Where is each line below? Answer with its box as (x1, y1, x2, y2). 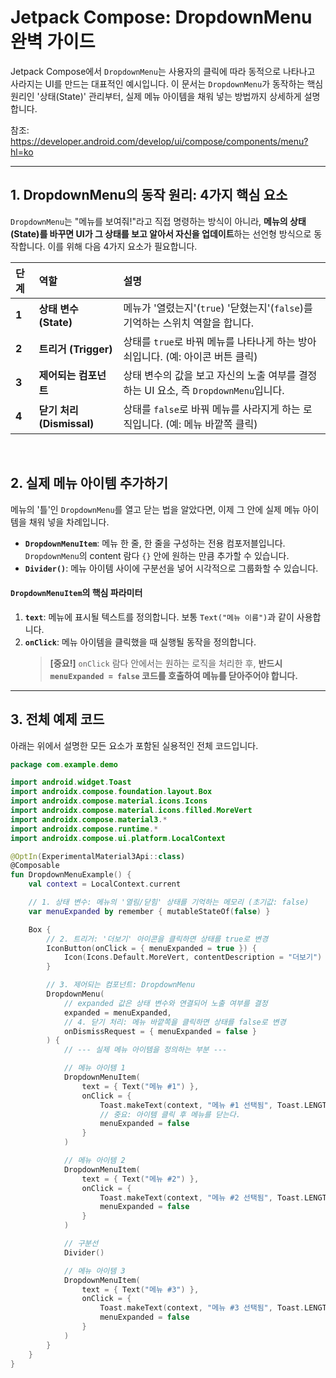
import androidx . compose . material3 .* (10, 814, 168, 825)
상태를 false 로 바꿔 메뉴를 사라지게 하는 (123, 402, 301, 416)
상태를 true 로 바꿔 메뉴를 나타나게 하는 (123, 334, 296, 348)
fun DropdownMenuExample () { (10, 870, 132, 880)
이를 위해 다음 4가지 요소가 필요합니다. (47, 240, 198, 252)
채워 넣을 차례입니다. (28, 516, 110, 528)
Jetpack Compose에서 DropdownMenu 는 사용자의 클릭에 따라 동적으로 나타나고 (10, 65, 316, 77)
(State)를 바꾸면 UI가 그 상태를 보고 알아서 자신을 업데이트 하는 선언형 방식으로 (10, 227, 312, 240)
